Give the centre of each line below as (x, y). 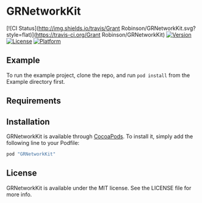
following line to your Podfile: (43, 142)
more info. (19, 194)
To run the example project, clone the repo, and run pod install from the (98, 75)
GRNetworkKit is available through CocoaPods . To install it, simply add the (100, 136)
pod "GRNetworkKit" (31, 154)
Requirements (34, 101)
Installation (28, 121)
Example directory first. (36, 81)
